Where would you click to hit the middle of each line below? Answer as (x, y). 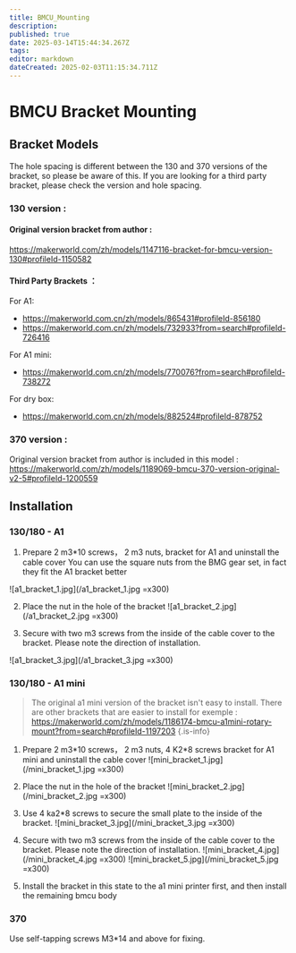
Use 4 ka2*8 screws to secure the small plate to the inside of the (142, 813)
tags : (19, 51)
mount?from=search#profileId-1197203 (103, 731)
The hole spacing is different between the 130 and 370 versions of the (139, 166)
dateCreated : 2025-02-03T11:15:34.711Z (84, 68)
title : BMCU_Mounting (50, 17)
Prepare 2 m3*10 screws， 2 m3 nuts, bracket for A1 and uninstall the (151, 552)
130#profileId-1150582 (51, 259)
